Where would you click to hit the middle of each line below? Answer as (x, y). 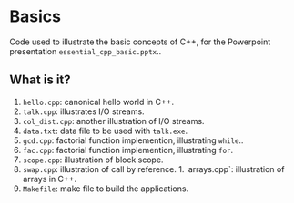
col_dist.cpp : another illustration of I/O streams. (113, 121)
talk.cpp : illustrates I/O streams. (83, 111)
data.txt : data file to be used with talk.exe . (105, 130)
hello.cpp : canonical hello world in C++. (98, 101)
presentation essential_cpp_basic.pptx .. (86, 51)
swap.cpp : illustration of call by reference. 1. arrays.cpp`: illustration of (153, 169)
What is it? (40, 80)
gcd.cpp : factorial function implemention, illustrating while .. (133, 140)
